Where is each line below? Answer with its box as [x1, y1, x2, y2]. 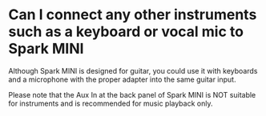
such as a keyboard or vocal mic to [8, 22, 244, 41]
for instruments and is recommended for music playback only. [8, 98, 213, 108]
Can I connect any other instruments [8, 6, 257, 24]
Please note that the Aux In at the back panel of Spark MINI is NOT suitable [8, 90, 256, 99]
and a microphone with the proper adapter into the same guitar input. [8, 74, 236, 84]
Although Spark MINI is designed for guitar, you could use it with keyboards [8, 66, 258, 75]
